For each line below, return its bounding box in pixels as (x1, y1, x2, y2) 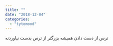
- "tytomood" (9, 21, 37, 26)
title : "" (5, 7, 26, 12)
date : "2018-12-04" (5, 12, 46, 17)
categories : (5, 16, 30, 21)
